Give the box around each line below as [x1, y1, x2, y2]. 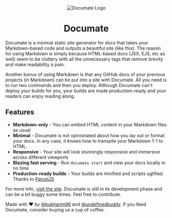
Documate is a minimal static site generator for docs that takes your [5, 39, 149, 46]
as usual [12, 127, 31, 133]
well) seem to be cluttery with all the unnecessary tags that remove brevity [5, 56, 163, 62]
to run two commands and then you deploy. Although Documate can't [5, 82, 153, 88]
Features [5, 108, 34, 117]
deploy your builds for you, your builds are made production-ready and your [5, 88, 166, 94]
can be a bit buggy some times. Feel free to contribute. [5, 191, 122, 197]
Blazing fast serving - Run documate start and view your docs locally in [12, 159, 166, 166]
